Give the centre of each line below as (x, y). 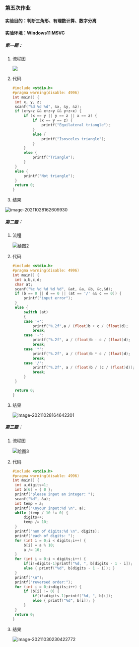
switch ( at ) (36, 312)
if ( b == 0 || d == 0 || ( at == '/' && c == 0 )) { (68, 294)
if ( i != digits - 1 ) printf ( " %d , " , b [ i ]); (73, 596)
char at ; (24, 284)
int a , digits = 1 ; (32, 485)
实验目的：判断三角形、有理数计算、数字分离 (51, 20)
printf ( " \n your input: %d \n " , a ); (50, 508)
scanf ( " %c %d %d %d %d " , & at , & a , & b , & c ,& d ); (64, 289)
